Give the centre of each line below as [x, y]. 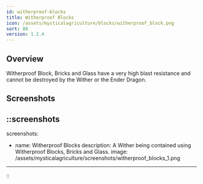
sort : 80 [17, 29]
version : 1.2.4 [25, 34]
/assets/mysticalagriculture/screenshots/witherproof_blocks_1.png [98, 158]
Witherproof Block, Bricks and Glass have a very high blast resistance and [98, 73]
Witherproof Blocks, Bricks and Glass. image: [71, 152]
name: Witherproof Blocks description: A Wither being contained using [103, 145]
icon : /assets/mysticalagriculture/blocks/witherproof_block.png [90, 23]
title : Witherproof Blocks [40, 17]
